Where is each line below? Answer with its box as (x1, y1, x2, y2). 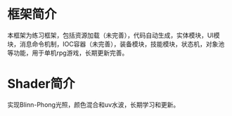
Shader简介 (7, 76, 75, 92)
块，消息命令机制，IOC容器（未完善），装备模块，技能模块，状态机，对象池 (7, 39, 225, 48)
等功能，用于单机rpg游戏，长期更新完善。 (7, 49, 129, 57)
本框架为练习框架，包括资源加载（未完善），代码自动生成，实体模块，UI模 (7, 31, 220, 39)
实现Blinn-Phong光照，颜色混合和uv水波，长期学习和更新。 (7, 100, 180, 109)
